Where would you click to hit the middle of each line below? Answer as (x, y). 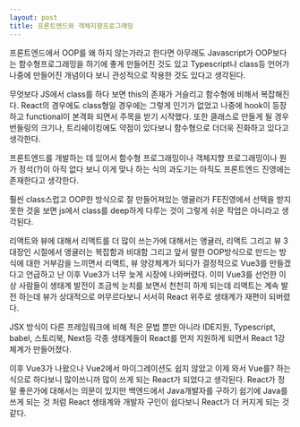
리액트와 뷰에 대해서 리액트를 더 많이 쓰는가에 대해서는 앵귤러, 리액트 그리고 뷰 (146, 240)
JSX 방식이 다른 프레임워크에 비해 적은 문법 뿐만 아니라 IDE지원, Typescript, (142, 327)
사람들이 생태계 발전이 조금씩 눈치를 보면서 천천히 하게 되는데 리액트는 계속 (149, 285)
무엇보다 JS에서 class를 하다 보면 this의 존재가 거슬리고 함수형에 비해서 (134, 94)
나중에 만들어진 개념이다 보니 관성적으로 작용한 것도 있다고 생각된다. (128, 75)
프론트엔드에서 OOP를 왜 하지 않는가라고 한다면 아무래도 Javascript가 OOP (141, 52)
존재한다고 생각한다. (44, 180)
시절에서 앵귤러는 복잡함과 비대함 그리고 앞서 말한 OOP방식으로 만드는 (155, 252)
